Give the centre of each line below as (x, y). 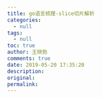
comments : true (29, 59)
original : (21, 78)
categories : (24, 20)
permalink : (23, 84)
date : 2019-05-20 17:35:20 (46, 65)
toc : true (21, 46)
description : (26, 71)
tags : (15, 33)
